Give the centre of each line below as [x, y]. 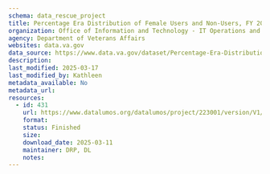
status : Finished [52, 127]
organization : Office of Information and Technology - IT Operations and [135, 30]
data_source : [30, 53]
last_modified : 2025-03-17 [53, 68]
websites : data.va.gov [46, 46]
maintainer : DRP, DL [57, 150]
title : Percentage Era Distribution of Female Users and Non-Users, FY [131, 23]
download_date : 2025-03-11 [68, 142]
